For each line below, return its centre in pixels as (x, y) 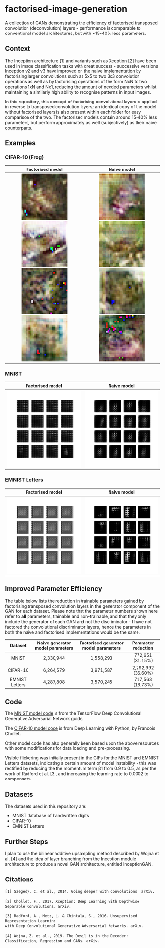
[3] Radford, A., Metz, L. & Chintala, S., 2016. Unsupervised (71, 916)
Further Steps (27, 842)
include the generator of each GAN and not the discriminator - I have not (79, 621)
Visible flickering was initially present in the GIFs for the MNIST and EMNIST (82, 758)
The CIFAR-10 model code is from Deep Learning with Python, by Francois (80, 728)
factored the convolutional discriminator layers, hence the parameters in (78, 627)
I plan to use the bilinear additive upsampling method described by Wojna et (82, 853)
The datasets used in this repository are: (46, 806)
